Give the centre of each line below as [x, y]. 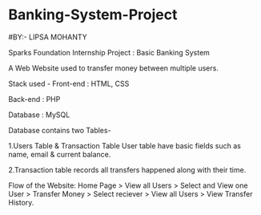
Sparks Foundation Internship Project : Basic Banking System [109, 52]
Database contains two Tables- [60, 130]
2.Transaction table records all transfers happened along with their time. [127, 169]
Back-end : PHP [34, 99]
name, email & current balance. [60, 154]
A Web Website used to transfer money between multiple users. [113, 68]
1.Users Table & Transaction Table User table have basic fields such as [125, 145]
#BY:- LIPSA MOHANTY [48, 37]
